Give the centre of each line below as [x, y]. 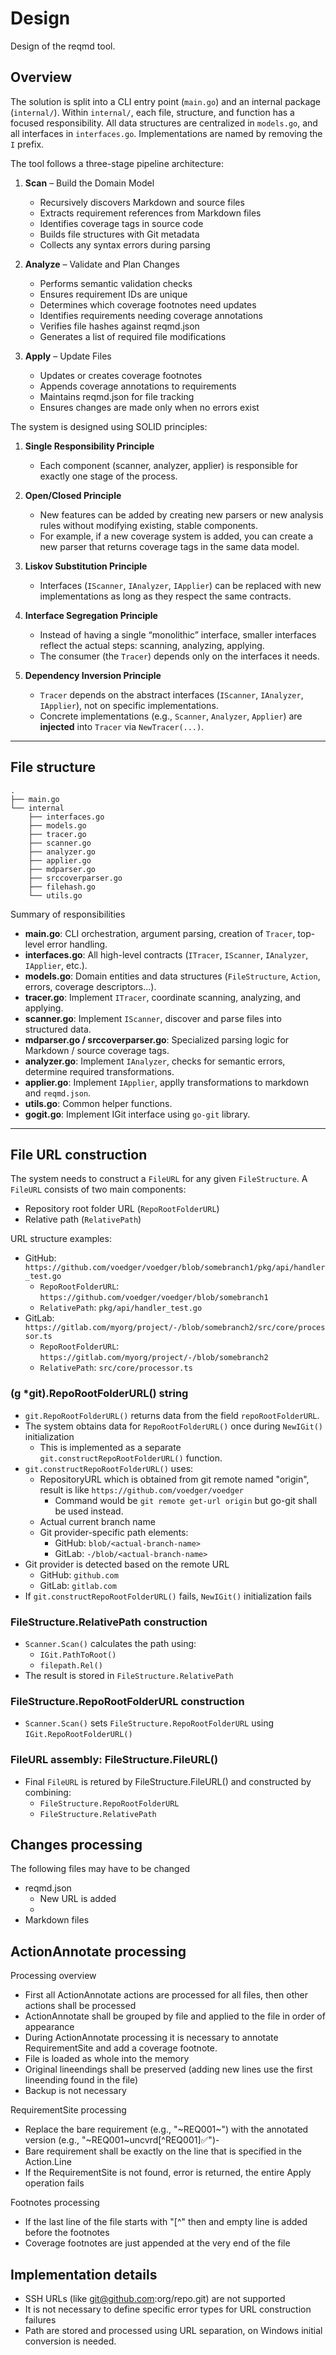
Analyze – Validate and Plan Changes [102, 264]
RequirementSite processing [68, 2110]
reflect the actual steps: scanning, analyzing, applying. [152, 645]
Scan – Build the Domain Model [89, 183]
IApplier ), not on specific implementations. [129, 705]
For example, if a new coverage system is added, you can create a [176, 536]
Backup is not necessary [75, 2091]
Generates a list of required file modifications [133, 336]
